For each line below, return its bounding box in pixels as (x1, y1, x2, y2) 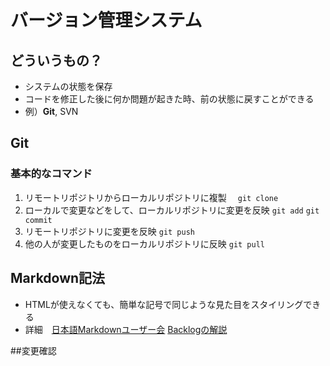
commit (24, 215, 53, 225)
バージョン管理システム (10, 9, 203, 32)
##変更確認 (10, 344, 57, 356)
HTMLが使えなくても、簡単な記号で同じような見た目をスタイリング (24, 298, 304, 310)
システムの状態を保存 (24, 81, 113, 92)
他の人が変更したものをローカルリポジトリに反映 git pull (24, 237, 266, 250)
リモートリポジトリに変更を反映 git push (24, 225, 196, 237)
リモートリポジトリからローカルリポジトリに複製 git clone (24, 191, 279, 203)
